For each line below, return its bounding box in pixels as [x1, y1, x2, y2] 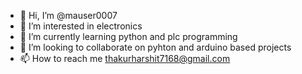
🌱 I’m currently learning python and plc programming [19, 31, 238, 42]
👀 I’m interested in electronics [19, 20, 143, 32]
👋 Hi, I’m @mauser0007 [19, 10, 118, 21]
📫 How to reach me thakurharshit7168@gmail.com [19, 53, 231, 64]
